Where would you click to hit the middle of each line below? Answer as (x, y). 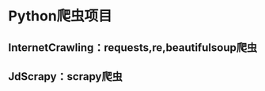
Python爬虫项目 (60, 16)
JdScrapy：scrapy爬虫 (65, 76)
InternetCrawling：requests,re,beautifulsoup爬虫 (133, 47)
